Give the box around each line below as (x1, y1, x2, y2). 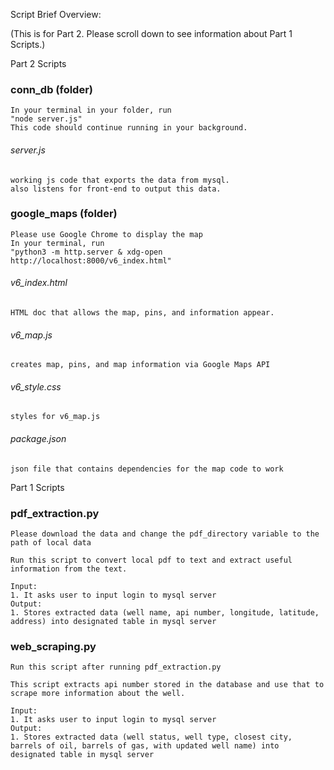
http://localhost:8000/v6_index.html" (10, 255, 172, 266)
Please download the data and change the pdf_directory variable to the (10, 529, 320, 539)
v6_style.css (10, 380, 62, 393)
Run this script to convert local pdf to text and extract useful (10, 555, 293, 565)
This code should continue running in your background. (10, 123, 248, 133)
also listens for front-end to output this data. (10, 184, 222, 194)
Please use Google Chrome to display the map (10, 229, 203, 239)
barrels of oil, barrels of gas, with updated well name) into (10, 741, 280, 751)
